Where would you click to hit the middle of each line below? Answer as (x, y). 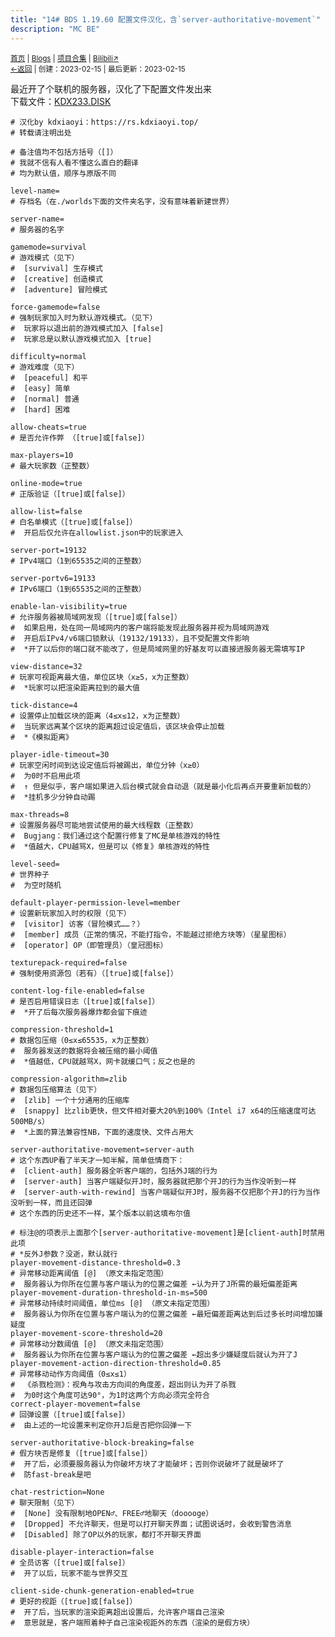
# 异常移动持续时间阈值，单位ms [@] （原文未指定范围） (112, 1303)
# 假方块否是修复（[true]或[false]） (81, 1453)
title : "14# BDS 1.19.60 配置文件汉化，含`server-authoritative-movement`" (166, 19)
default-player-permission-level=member (96, 902)
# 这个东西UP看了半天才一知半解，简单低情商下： (97, 1160)
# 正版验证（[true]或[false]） (70, 494)
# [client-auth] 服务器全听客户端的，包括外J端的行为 (114, 1171)
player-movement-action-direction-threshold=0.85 (116, 1363)
